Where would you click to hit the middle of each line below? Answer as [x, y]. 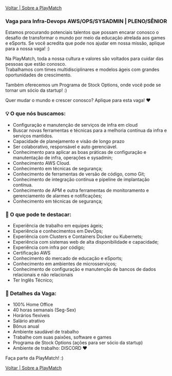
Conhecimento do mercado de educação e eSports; [68, 258]
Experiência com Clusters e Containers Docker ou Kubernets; [78, 236]
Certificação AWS [32, 253]
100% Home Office [33, 305]
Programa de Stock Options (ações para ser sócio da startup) [78, 343]
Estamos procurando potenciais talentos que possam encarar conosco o [82, 32]
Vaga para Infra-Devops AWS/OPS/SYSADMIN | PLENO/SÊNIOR [86, 21]
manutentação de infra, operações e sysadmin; [63, 157]
